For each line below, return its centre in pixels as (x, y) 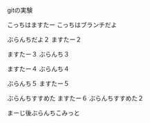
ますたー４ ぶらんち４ (38, 69)
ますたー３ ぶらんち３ (38, 54)
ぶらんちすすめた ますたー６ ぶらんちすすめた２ (75, 98)
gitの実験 (20, 10)
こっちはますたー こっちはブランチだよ (62, 25)
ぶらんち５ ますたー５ (38, 84)
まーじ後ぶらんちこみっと (44, 113)
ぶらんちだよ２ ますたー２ (44, 39)
